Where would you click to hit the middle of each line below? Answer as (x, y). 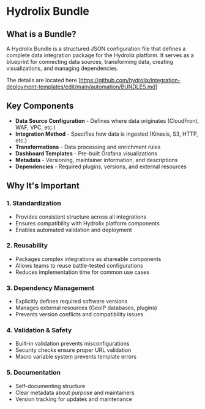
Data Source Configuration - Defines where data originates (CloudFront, (107, 120)
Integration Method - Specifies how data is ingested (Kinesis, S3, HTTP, (107, 134)
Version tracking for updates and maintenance (74, 399)
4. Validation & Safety (39, 330)
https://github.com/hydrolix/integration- (130, 80)
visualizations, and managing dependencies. (62, 68)
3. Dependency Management (50, 288)
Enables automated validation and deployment (74, 230)
